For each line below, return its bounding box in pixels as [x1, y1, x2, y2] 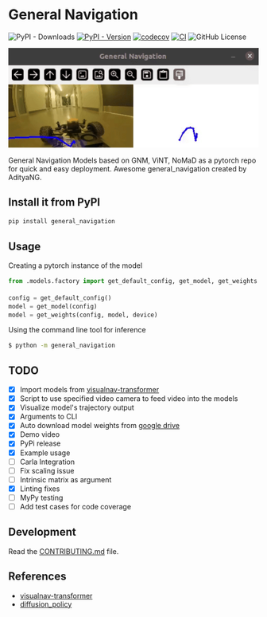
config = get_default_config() [8, 293, 112, 302]
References [8, 570, 67, 584]
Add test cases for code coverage [19, 501, 132, 511]
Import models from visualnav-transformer [19, 385, 160, 395]
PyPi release [19, 438, 61, 448]
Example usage [19, 448, 71, 458]
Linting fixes [19, 484, 60, 493]
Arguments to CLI [19, 412, 78, 422]
